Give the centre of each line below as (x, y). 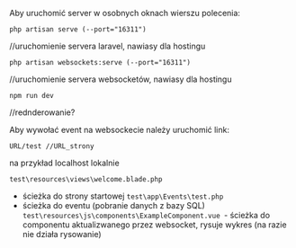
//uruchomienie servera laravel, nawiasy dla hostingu (108, 46)
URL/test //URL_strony (52, 146)
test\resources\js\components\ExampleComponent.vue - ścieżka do (146, 215)
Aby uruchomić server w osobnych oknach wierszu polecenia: (125, 13)
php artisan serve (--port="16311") (78, 30)
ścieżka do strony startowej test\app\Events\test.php (123, 196)
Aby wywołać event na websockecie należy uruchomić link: (119, 130)
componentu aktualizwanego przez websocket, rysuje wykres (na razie (154, 225)
